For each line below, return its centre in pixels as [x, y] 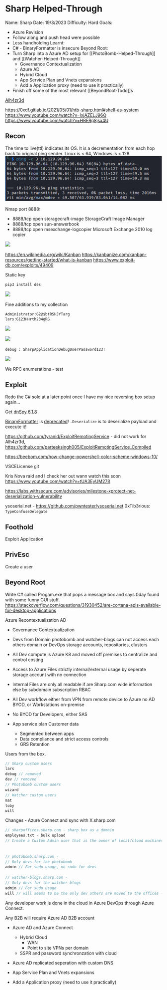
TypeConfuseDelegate [27, 512]
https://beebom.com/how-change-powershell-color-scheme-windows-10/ [82, 457]
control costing [28, 660]
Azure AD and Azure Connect [42, 927]
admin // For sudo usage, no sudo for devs [51, 867]
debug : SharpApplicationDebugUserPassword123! [55, 350]
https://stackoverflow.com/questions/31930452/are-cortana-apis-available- [83, 605]
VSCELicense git [22, 467]
